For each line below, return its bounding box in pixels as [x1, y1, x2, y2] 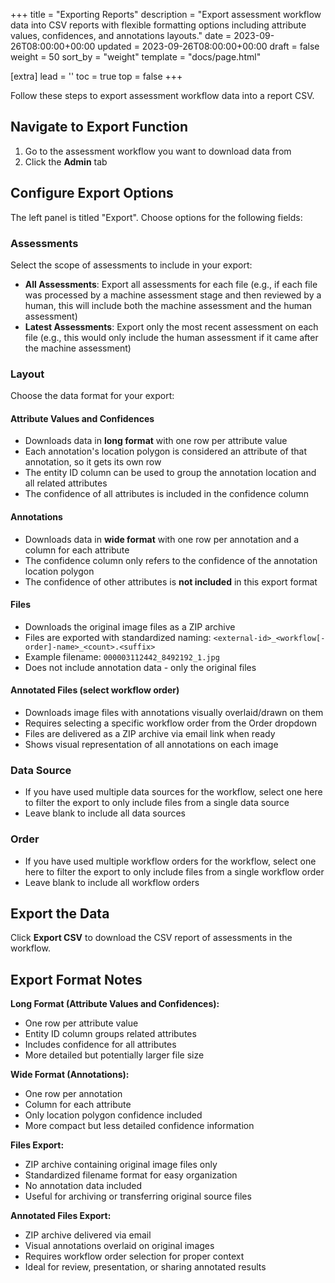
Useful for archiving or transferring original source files [24, 1190, 252, 1203]
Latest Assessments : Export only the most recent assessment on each [24, 320, 319, 333]
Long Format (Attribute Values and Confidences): [10, 998, 220, 1010]
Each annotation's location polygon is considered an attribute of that [24, 445, 308, 458]
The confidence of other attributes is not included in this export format [24, 575, 318, 588]
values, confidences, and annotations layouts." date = [10, 30, 232, 41]
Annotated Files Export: [10, 1210, 112, 1222]
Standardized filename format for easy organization [24, 1169, 238, 1181]
